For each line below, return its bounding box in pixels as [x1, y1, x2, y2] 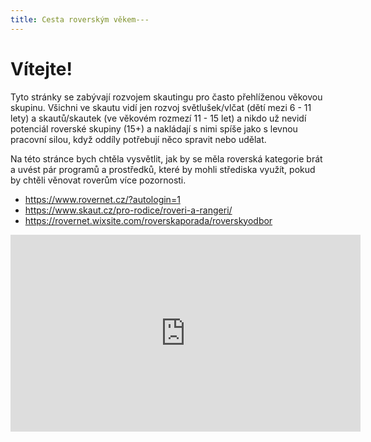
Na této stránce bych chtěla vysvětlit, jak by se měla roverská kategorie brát [10, 152, 323, 165]
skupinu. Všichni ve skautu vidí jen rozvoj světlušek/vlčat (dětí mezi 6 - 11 [10, 101, 312, 113]
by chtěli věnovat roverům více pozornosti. [10, 174, 187, 186]
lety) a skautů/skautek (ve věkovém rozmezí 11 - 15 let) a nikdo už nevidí [10, 112, 307, 124]
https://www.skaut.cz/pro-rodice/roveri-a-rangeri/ [24, 204, 233, 216]
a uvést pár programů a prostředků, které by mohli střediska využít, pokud [10, 163, 316, 175]
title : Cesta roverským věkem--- [10, 14, 150, 25]
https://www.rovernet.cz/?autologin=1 [24, 193, 181, 205]
